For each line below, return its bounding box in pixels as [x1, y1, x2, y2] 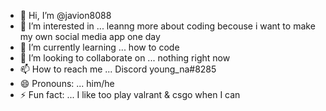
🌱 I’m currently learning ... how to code [19, 41, 180, 53]
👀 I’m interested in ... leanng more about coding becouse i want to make [19, 20, 316, 32]
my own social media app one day [19, 31, 161, 42]
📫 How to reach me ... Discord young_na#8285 [19, 63, 217, 75]
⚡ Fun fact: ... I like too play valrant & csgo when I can [19, 89, 241, 100]
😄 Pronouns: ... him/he [19, 78, 115, 89]
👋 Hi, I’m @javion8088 [19, 10, 112, 21]
